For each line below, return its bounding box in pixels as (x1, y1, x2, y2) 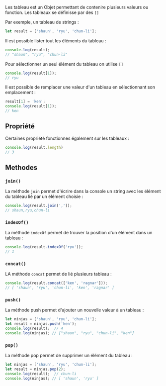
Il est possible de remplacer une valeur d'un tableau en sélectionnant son (5, 84, 156, 90)
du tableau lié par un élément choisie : (5, 193, 83, 199)
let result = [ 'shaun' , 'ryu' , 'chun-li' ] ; (5, 29, 97, 34)
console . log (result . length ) (5, 145, 64, 150)
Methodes (5, 163, 38, 172)
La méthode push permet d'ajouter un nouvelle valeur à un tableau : (5, 307, 144, 313)
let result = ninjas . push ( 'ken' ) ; (5, 321, 77, 326)
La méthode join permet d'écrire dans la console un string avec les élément (5, 189, 161, 194)
